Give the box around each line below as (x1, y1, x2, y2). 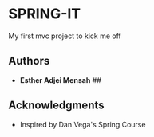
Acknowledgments (8, 99, 105, 112)
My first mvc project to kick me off (8, 31, 121, 41)
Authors (8, 54, 50, 68)
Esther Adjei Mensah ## (19, 75, 102, 84)
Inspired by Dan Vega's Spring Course (19, 119, 146, 129)
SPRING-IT (8, 5, 81, 23)
